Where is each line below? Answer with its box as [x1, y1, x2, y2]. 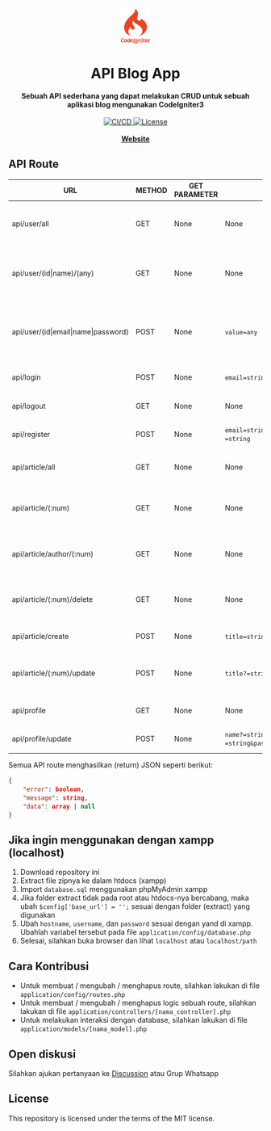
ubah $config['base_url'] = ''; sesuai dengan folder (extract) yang [19, 902, 250, 911]
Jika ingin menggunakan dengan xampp [8, 834, 215, 847]
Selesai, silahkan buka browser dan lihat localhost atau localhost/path [19, 936, 257, 946]
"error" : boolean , [23, 785, 85, 794]
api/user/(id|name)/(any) [11, 268, 94, 278]
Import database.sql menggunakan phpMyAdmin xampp [19, 885, 208, 894]
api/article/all [11, 462, 56, 472]
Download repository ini [19, 868, 100, 877]
